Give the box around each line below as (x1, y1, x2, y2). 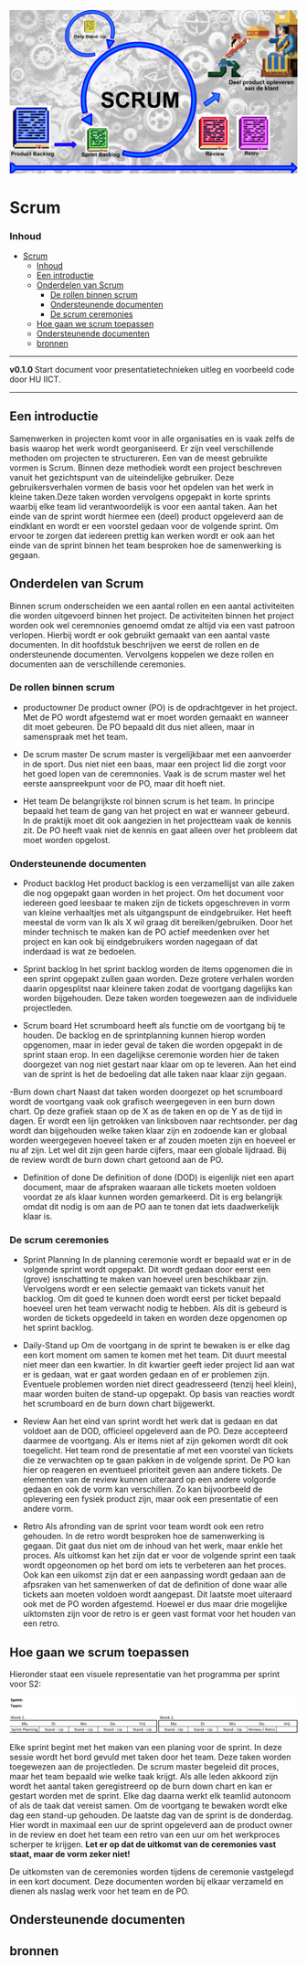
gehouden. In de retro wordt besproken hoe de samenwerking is (22, 1531, 265, 1542)
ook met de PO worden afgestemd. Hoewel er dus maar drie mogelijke (22, 1599, 288, 1610)
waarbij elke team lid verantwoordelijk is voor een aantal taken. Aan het (9, 501, 278, 512)
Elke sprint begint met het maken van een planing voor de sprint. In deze (9, 1742, 282, 1753)
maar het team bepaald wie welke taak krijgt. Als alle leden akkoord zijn (9, 1771, 279, 1782)
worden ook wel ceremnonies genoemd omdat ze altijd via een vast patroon (9, 619, 295, 630)
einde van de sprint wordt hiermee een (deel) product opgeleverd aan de (9, 511, 284, 522)
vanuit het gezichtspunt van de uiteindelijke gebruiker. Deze (9, 471, 235, 482)
